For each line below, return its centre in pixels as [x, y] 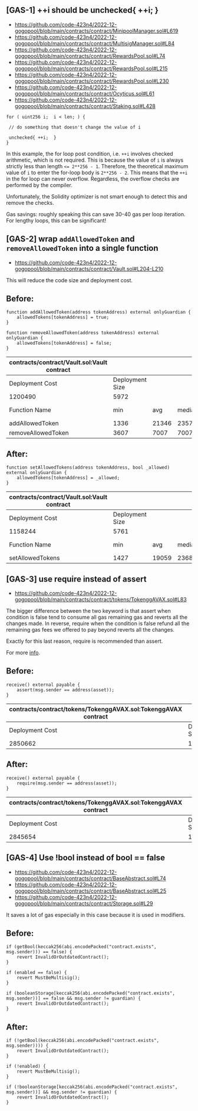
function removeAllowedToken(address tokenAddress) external [83, 333]
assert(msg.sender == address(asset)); [66, 690]
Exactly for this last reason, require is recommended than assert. [85, 641]
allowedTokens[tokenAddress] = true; [63, 318]
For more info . [23, 653]
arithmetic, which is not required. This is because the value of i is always [95, 160]
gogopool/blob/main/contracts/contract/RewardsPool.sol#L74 [90, 55]
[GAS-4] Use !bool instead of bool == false [85, 858]
